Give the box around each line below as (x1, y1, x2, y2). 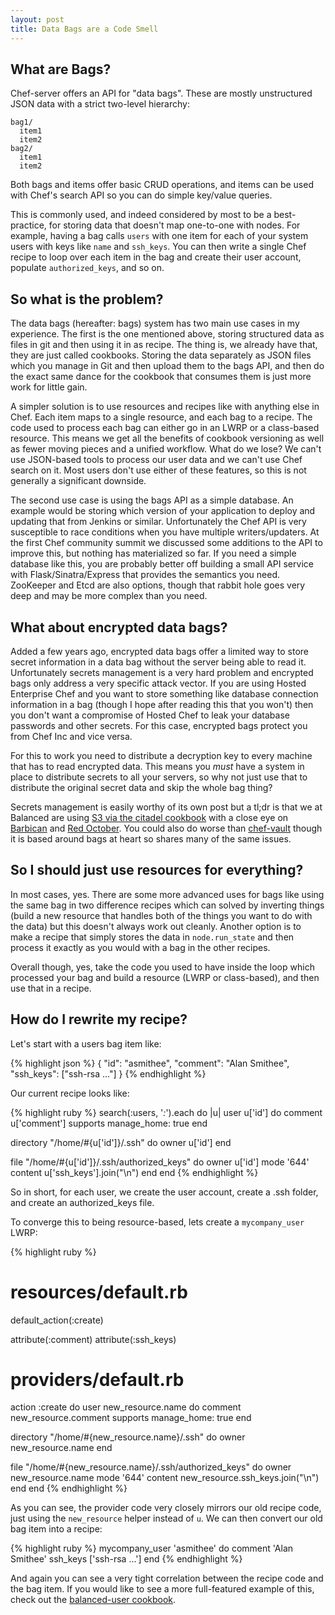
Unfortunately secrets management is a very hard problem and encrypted (10, 666, 314, 678)
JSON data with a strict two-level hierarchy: (10, 98, 190, 110)
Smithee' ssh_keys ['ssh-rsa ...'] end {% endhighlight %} (10, 1553, 243, 1565)
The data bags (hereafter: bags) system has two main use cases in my (10, 317, 300, 330)
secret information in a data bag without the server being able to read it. (10, 656, 307, 668)
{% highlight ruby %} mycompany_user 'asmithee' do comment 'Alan (10, 1542, 294, 1555)
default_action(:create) (10, 1314, 104, 1326)
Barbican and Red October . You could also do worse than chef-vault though (10, 822, 323, 834)
